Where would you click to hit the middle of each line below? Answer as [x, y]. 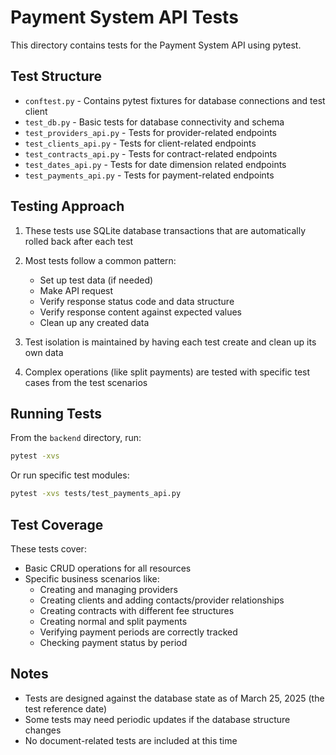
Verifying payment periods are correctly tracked [138, 632]
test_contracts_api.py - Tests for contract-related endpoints [151, 153]
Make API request [76, 290]
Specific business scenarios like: [92, 578]
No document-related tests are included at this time [131, 740]
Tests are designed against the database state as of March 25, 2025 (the [174, 698]
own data [44, 352]
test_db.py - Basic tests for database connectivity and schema [154, 122]
